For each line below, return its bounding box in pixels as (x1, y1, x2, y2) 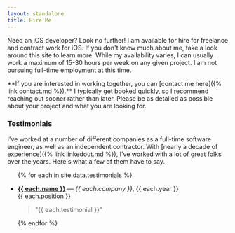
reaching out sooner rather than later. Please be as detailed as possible (7, 94, 213, 102)
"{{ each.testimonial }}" (34, 205, 103, 213)
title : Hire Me (7, 17, 52, 24)
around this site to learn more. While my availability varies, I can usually (7, 50, 214, 59)
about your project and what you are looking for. (7, 101, 147, 110)
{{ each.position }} (17, 192, 72, 200)
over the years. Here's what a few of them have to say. (7, 157, 165, 165)
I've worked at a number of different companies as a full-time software (7, 134, 212, 143)
